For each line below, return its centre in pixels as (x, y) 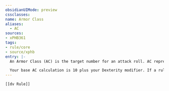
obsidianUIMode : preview (31, 10)
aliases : (14, 24)
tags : (11, 43)
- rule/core (18, 47)
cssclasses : (18, 15)
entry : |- (16, 57)
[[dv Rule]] (18, 84)
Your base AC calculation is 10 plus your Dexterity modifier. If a (83, 70)
